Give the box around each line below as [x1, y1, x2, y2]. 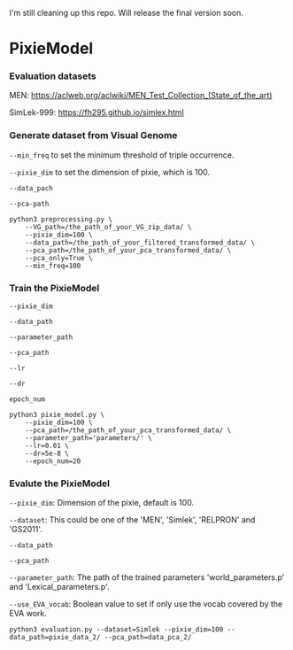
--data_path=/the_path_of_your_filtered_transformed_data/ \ [25, 238, 255, 247]
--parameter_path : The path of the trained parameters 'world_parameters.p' [9, 572, 285, 583]
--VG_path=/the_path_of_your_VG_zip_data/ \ [25, 222, 192, 231]
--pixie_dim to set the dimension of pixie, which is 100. [9, 166, 211, 177]
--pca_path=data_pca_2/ [104, 633, 192, 642]
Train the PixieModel [9, 282, 100, 294]
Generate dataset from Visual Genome [9, 129, 178, 142]
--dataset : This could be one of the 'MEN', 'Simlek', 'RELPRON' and [9, 515, 256, 525]
